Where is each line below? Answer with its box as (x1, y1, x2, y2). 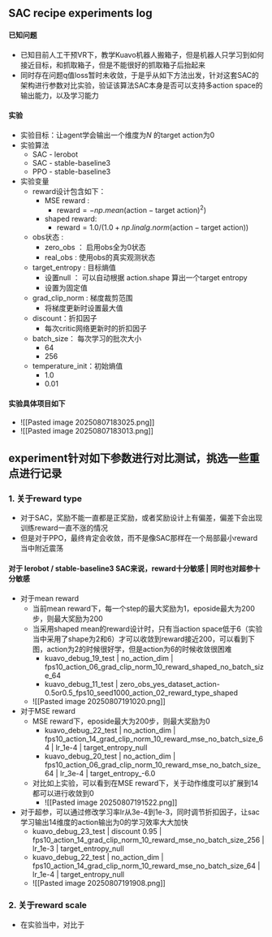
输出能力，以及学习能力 (19, 90, 99, 100)
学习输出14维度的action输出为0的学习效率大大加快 (19, 817, 188, 827)
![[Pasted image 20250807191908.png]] (32, 878, 166, 887)
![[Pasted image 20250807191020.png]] (32, 696, 166, 706)
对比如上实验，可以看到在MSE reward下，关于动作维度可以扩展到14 (32, 778, 259, 788)
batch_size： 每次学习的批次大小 (32, 334, 142, 343)
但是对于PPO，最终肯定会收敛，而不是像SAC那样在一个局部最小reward (19, 533, 258, 543)
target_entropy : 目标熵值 (32, 263, 116, 273)
